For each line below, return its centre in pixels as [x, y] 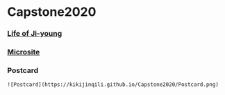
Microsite [24, 52]
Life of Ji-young [35, 34]
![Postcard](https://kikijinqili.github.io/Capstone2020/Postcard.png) [113, 85]
